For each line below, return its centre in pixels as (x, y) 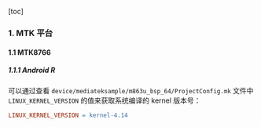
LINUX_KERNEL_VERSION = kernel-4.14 (68, 116)
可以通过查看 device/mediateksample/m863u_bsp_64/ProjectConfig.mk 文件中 (131, 91)
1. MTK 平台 (31, 33)
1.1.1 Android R (32, 71)
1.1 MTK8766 (29, 52)
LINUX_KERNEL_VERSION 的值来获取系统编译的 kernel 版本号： (105, 100)
